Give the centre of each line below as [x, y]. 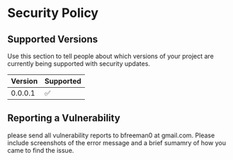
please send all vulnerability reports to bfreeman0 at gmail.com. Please [111, 135]
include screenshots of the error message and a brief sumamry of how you [117, 142]
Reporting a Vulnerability [64, 118]
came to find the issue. [41, 150]
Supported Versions [52, 39]
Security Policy [53, 13]
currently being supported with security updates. [79, 64]
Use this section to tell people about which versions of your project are [110, 56]
